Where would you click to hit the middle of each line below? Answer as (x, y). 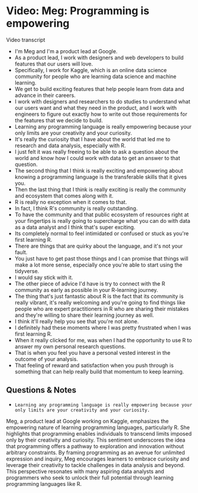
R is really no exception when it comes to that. (71, 202)
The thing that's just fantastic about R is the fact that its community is (99, 296)
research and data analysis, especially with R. (70, 145)
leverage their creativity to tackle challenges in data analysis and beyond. (95, 465)
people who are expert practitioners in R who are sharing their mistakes (102, 309)
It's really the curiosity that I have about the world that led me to (92, 139)
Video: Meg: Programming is (78, 11)
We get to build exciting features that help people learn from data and (99, 89)
